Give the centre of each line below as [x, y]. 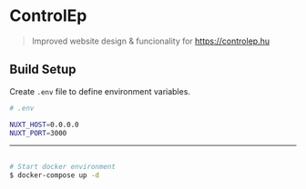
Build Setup [43, 70]
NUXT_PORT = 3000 [38, 133]
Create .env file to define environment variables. [100, 91]
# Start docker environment [63, 166]
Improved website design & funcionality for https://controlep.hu [151, 41]
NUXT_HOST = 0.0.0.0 [44, 124]
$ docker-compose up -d [55, 175]
